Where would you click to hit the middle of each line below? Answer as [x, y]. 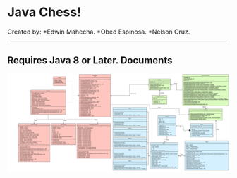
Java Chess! [44, 12]
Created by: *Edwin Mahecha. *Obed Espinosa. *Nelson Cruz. [99, 32]
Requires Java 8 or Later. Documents [90, 61]
